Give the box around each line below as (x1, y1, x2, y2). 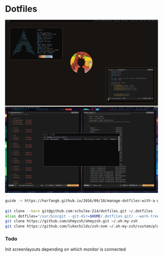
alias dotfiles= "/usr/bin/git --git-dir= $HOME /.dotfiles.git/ (5, 214, 133, 219)
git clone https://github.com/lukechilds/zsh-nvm (5, 224, 108, 229)
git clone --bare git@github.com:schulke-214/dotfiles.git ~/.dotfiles (5, 208, 153, 213)
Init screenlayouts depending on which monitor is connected (5, 246, 126, 252)
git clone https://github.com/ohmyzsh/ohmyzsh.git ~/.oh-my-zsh (5, 219, 138, 224)
